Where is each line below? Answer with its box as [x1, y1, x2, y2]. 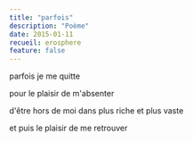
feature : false [9, 46, 66, 55]
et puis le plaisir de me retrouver [9, 122, 128, 134]
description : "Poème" [9, 21, 90, 30]
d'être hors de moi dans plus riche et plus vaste [9, 105, 184, 116]
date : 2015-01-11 [9, 29, 74, 38]
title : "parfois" [9, 13, 74, 22]
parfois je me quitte [9, 71, 81, 81]
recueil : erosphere [9, 38, 82, 47]
